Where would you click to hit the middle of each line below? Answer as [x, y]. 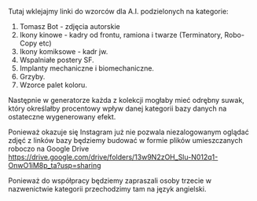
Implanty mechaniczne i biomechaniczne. [87, 68]
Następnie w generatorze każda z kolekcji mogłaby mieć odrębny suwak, [127, 100]
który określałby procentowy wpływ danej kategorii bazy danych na [117, 108]
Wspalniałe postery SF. [57, 60]
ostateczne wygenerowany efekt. [62, 117]
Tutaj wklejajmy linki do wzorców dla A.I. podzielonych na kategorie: [119, 11]
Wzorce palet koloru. [53, 85]
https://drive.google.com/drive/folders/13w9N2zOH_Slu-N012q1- [113, 157]
